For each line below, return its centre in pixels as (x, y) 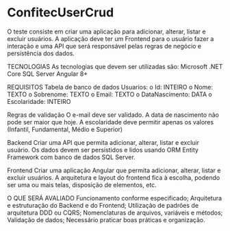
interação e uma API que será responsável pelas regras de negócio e (104, 46)
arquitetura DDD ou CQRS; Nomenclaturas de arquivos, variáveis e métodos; (115, 213)
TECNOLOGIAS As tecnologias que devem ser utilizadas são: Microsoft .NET (115, 66)
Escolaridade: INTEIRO (39, 101)
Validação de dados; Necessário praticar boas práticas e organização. (106, 219)
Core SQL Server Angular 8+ (48, 74)
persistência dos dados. (41, 53)
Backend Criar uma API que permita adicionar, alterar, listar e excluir (103, 142)
